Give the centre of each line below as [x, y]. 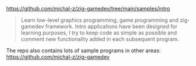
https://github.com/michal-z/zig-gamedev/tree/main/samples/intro [88, 9]
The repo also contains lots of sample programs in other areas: [84, 51]
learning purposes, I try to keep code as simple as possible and [99, 33]
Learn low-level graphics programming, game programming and [100, 20]
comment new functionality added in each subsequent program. [100, 39]
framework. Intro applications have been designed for [111, 26]
